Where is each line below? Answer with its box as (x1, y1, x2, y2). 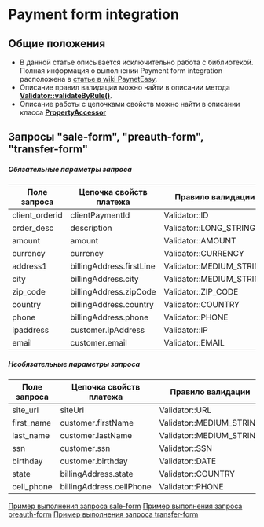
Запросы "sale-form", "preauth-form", (8, 130, 204, 144)
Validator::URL (159, 404, 212, 415)
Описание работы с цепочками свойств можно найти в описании (19, 100, 240, 108)
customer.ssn (60, 443, 111, 454)
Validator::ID (163, 210, 209, 221)
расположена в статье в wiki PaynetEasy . (19, 75, 158, 83)
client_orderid (12, 210, 63, 221)
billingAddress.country (70, 299, 155, 310)
